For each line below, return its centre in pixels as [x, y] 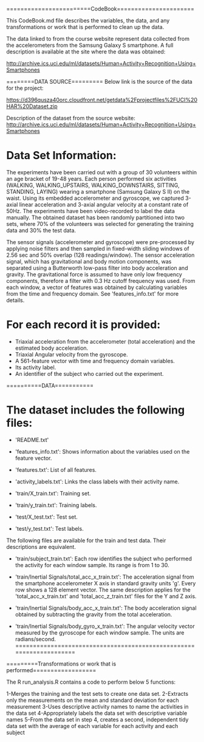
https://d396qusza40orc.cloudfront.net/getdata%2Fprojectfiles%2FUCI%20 [102, 100]
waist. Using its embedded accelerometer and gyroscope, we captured [95, 198]
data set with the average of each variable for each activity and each [92, 726]
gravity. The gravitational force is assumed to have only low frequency [94, 274]
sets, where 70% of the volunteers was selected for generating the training [100, 223]
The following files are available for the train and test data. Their [86, 540]
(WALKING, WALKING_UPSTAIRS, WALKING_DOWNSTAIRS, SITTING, [93, 185]
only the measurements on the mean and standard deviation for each [93, 700]
